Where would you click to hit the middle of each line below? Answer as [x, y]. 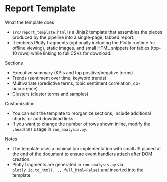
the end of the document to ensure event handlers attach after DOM [82, 154]
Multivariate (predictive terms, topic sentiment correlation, [72, 83]
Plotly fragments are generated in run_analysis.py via [68, 164]
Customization [20, 103]
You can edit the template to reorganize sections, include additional [82, 113]
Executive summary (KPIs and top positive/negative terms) [73, 72]
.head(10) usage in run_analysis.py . [50, 129]
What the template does [30, 22]
